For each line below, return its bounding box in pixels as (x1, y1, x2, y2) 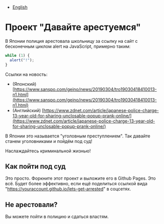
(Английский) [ (12, 107, 44, 113)
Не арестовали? (5, 200, 58, 209)
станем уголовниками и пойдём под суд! (5, 138, 93, 144)
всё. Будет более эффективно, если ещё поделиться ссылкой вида (5, 181, 148, 187)
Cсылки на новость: (5, 71, 48, 77)
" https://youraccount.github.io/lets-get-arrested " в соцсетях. (5, 186, 131, 192)
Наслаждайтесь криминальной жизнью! (5, 148, 91, 154)
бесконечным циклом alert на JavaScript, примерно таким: (5, 43, 131, 49)
